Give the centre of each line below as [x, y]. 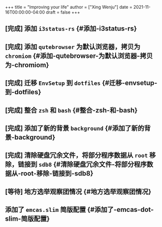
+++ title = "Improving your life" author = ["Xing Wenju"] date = [69, 7]
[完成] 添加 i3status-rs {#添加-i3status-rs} [71, 29]
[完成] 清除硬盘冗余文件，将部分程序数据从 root [76, 155]
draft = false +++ [63, 12]
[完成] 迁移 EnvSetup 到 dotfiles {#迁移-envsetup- [81, 83]
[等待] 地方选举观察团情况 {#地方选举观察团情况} [78, 192]
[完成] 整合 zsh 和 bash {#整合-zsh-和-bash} [71, 110]
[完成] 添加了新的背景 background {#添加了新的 [75, 128]
